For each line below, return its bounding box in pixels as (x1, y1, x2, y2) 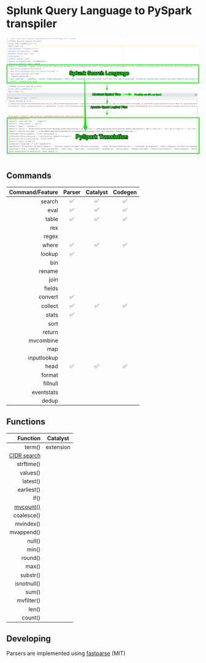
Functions (6, 416, 46, 427)
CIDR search (9, 452, 41, 459)
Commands (6, 170, 52, 181)
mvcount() (14, 503, 41, 510)
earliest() (17, 486, 41, 494)
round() (21, 554, 41, 562)
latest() (22, 477, 41, 485)
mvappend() (9, 529, 41, 536)
